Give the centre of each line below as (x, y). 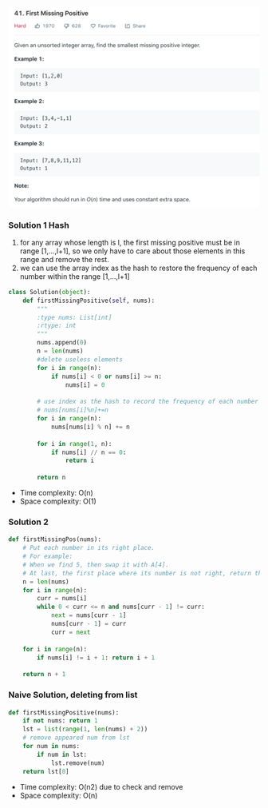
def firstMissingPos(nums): (55, 539)
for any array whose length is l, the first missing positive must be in (130, 242)
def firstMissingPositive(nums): (64, 712)
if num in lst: (62, 754)
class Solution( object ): (49, 292)
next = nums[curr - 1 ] (89, 615)
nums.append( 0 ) (62, 343)
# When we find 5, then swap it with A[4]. (96, 565)
